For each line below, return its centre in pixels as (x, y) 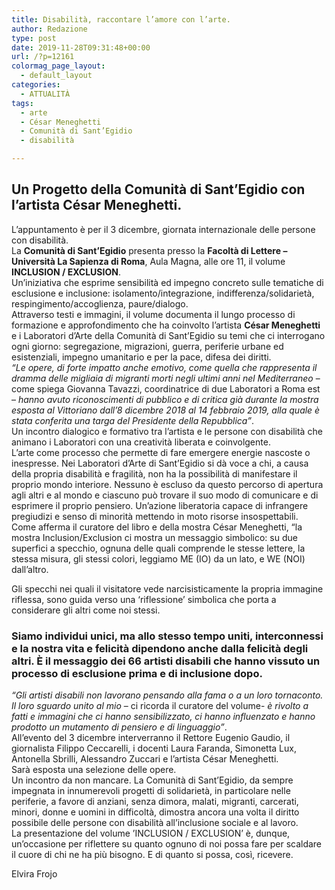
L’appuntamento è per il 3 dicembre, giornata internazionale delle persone (163, 229)
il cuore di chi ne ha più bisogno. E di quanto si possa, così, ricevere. (152, 855)
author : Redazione (49, 29)
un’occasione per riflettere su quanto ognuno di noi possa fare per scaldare (167, 844)
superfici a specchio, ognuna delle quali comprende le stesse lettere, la (158, 548)
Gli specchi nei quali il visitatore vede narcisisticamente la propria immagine (167, 588)
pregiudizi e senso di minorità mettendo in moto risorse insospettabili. (155, 516)
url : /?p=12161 (43, 57)
